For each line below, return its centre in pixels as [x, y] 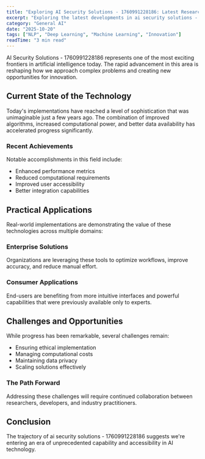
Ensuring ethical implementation [56, 347]
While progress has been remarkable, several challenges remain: [88, 336]
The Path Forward [33, 383]
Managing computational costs [54, 354]
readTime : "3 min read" [37, 40]
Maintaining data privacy [46, 361]
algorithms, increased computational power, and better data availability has [101, 124]
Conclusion [29, 422]
